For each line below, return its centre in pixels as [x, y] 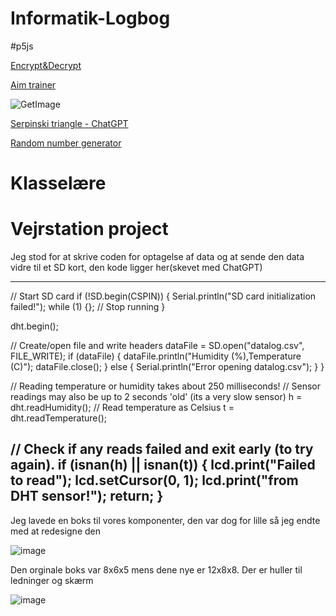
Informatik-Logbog [90, 18]
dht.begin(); [34, 326]
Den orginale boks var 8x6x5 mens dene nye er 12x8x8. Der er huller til [156, 569]
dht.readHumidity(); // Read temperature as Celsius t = [122, 408]
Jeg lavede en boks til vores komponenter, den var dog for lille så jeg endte [165, 520]
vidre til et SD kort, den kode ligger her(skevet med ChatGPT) [136, 268]
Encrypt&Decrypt [46, 65]
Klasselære [58, 183]
